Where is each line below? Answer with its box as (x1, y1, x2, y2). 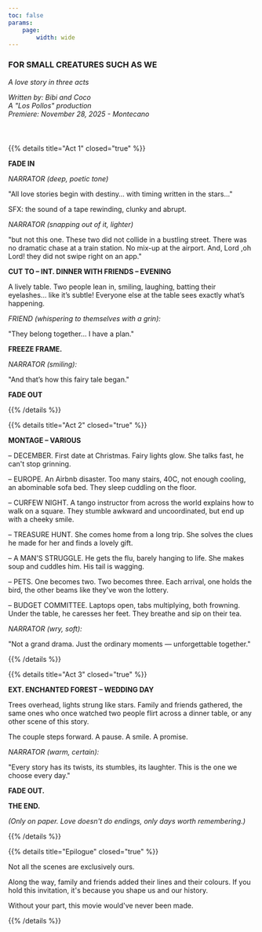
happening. (8, 298, 45, 308)
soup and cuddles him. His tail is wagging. (8, 561, 145, 571)
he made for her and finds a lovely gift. (8, 538, 133, 547)
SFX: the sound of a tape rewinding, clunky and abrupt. (8, 204, 187, 214)
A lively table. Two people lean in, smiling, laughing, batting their (8, 282, 217, 291)
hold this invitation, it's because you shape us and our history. (8, 885, 209, 895)
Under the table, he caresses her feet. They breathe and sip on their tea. (8, 609, 242, 618)
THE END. (8, 801, 41, 810)
